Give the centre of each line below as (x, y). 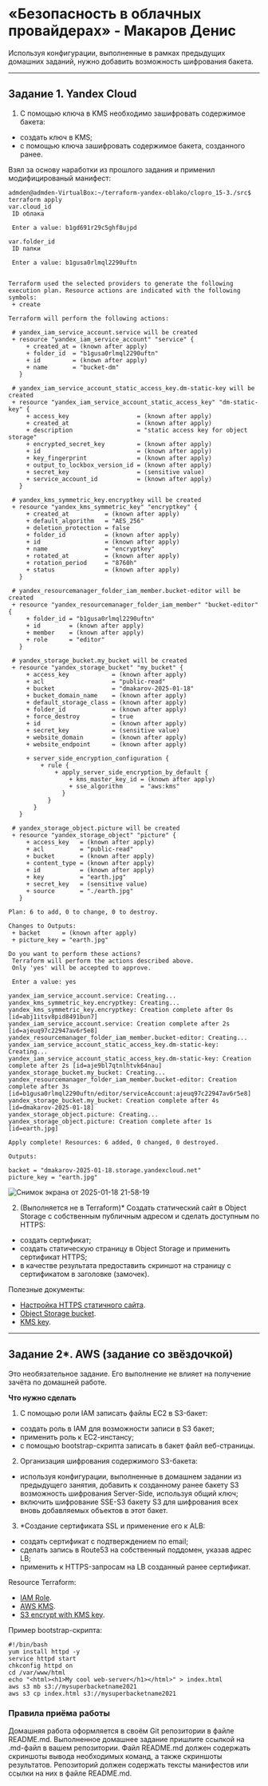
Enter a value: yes (44, 982)
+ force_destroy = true (80, 716)
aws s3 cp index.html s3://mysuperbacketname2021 (93, 1693)
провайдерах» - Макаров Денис (122, 31)
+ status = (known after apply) (103, 570)
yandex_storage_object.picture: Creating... (83, 1114)
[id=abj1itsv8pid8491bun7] (53, 1017)
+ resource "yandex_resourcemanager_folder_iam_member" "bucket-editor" (135, 605)
